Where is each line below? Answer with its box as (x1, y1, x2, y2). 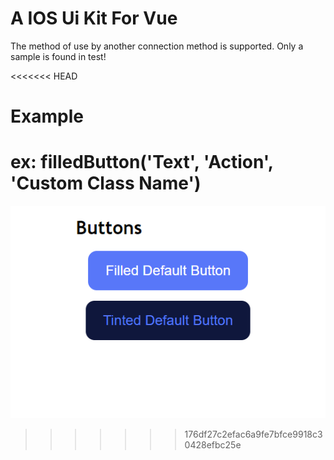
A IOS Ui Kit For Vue (10, 7, 178, 30)
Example (10, 105, 84, 128)
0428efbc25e (184, 439, 242, 451)
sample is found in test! (10, 50, 107, 62)
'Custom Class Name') (10, 172, 202, 195)
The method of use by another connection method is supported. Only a (10, 40, 304, 52)
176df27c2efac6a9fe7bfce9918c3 (184, 428, 323, 441)
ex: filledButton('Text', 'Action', (10, 151, 274, 174)
